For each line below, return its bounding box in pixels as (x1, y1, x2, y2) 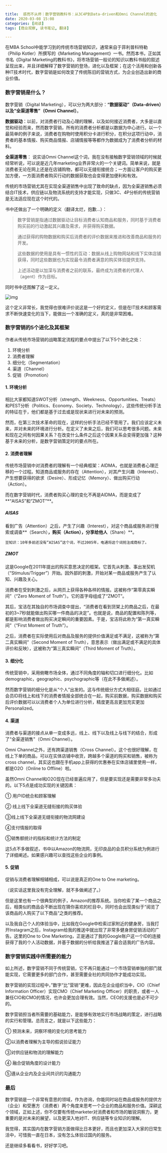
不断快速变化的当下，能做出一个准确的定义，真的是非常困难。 (9, 310, 136, 317)
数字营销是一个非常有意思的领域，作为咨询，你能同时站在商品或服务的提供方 (5, 1097, 162, 1103)
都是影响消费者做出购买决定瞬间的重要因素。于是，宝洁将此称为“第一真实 (5, 616, 156, 622)
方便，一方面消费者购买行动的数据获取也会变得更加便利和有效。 (9, 173, 140, 179)
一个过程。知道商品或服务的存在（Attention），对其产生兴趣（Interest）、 (13, 469, 162, 475)
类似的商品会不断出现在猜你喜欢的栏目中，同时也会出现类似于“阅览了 (18, 904, 160, 910)
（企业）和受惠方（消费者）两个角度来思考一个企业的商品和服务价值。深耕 (5, 1103, 158, 1109)
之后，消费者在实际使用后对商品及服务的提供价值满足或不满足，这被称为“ (5, 633, 156, 639)
